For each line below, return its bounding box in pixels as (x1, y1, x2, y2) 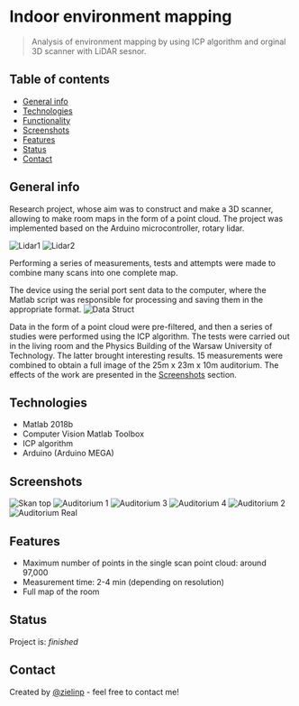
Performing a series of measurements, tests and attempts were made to (9, 257, 276, 268)
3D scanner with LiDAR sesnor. (31, 45, 147, 56)
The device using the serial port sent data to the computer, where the (9, 284, 267, 295)
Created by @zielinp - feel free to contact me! (9, 686, 180, 697)
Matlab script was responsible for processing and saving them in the (9, 294, 264, 305)
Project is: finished (9, 636, 78, 646)
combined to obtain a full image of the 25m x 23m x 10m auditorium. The (9, 359, 279, 371)
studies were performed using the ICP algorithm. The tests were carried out (9, 331, 290, 342)
